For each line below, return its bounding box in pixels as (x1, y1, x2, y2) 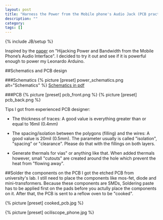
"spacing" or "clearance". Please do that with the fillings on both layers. (12, 141, 155, 147)
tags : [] (5, 25, 23, 30)
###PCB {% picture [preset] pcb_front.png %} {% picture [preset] (5, 92, 137, 98)
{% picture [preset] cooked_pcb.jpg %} (5, 200, 84, 206)
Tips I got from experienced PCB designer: (5, 107, 91, 112)
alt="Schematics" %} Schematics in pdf (5, 82, 85, 88)
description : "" (5, 16, 38, 21)
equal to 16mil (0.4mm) (12, 121, 58, 127)
